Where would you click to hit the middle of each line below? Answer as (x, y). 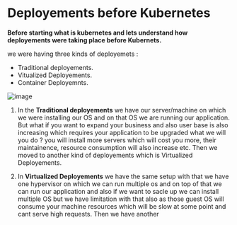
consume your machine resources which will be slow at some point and (122, 206)
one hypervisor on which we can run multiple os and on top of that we (120, 184)
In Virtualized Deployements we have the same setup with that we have (123, 176)
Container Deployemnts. (53, 82)
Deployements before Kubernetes (109, 13)
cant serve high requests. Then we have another (88, 214)
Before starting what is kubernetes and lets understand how (98, 33)
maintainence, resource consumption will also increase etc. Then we (117, 147)
